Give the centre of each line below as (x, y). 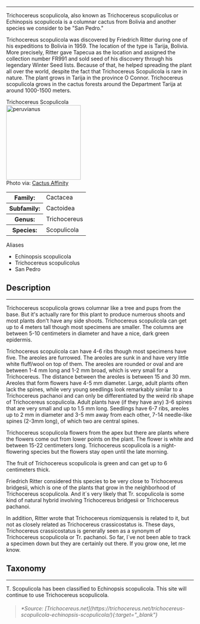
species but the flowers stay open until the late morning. (99, 451)
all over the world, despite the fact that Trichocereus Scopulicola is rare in (97, 71)
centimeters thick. (28, 469)
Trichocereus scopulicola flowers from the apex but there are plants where (98, 432)
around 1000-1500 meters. (39, 90)
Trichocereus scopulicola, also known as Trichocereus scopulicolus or (92, 15)
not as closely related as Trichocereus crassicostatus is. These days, (91, 524)
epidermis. (19, 339)
